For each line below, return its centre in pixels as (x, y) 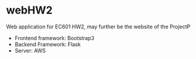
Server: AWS (30, 50)
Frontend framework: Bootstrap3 (54, 38)
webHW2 (30, 10)
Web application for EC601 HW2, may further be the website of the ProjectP (98, 27)
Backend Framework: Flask (48, 44)
